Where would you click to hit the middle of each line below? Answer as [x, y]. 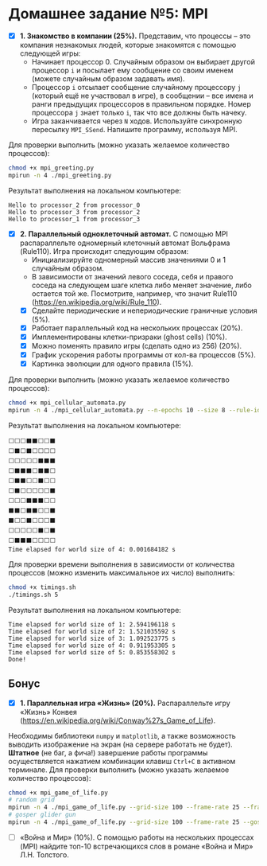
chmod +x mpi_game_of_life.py [58, 793]
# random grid [32, 800]
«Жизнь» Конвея [48, 712]
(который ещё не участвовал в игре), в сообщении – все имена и [142, 96]
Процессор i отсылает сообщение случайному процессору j [136, 87]
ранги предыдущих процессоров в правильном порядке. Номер [141, 104]
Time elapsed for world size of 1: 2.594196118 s [92, 624]
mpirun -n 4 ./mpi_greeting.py [60, 175]
